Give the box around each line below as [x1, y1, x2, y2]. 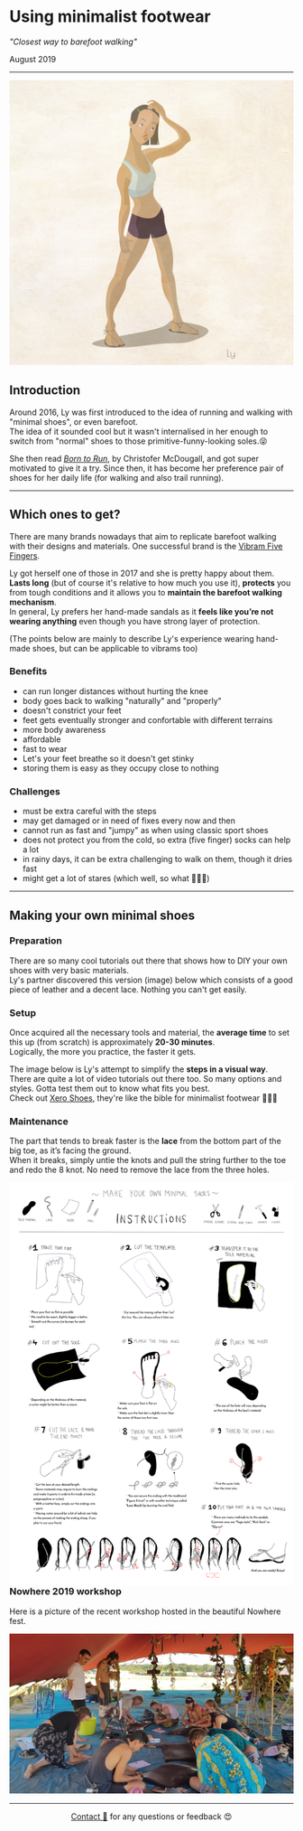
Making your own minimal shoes [9, 907, 196, 923]
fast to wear [22, 743, 68, 754]
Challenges [9, 784, 60, 797]
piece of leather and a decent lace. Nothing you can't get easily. [9, 983, 248, 995]
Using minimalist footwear [9, 6, 211, 27]
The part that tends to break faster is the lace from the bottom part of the [9, 1136, 281, 1147]
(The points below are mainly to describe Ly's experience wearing [9, 633, 254, 643]
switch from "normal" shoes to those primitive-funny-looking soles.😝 [9, 436, 268, 446]
